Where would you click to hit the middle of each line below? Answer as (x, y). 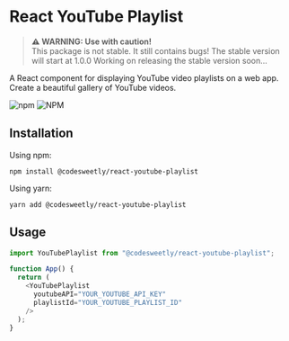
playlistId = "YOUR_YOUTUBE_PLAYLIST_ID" (107, 302)
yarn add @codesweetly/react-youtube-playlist (98, 204)
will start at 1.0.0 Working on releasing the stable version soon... (149, 60)
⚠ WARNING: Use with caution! (92, 41)
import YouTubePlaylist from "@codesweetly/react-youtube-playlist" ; (142, 253)
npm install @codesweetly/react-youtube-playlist (104, 171)
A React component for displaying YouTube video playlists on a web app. (144, 77)
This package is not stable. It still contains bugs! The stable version (155, 50)
